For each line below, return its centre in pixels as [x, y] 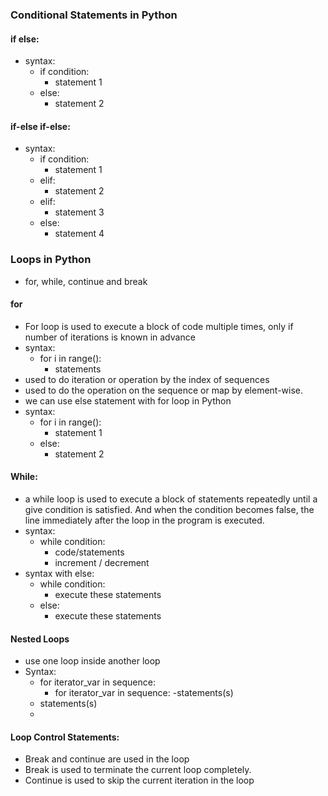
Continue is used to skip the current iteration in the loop [139, 780]
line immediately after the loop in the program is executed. [144, 520]
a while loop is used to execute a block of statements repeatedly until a [171, 499]
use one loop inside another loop [92, 661]
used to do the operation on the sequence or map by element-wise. [164, 390]
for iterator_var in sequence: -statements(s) [144, 693]
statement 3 [79, 212]
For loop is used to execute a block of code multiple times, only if [159, 326]
